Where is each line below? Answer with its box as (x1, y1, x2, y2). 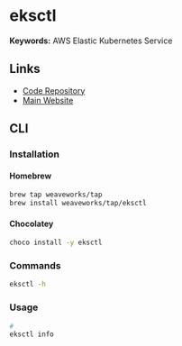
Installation (9, 148, 60, 160)
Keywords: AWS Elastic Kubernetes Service (9, 35, 173, 46)
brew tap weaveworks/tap (9, 190, 103, 199)
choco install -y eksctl (9, 238, 103, 248)
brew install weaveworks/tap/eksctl (9, 199, 147, 208)
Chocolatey (9, 218, 54, 229)
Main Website (22, 95, 74, 105)
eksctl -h (9, 280, 47, 289)
